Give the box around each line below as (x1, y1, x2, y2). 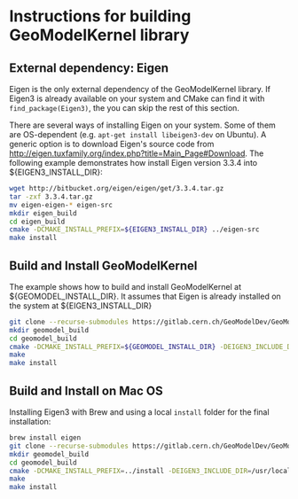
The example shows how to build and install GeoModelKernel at (9, 281, 242, 292)
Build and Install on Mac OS (9, 383, 164, 398)
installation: (9, 417, 51, 426)
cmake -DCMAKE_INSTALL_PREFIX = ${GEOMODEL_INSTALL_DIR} (9, 342, 216, 351)
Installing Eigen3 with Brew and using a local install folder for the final (9, 407, 270, 417)
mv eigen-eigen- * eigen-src (9, 200, 114, 209)
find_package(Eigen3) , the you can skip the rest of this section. (9, 103, 239, 113)
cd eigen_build (9, 217, 66, 226)
